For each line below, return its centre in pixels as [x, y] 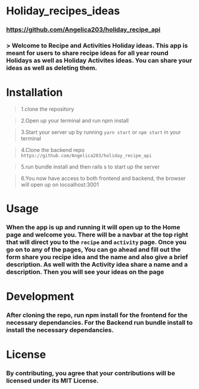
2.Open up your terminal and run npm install [75, 120]
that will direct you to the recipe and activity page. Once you [96, 242]
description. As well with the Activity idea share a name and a [97, 264]
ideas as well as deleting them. [52, 68]
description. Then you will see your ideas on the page [85, 272]
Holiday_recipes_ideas [63, 11]
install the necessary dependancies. [60, 330]
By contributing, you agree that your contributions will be [91, 374]
